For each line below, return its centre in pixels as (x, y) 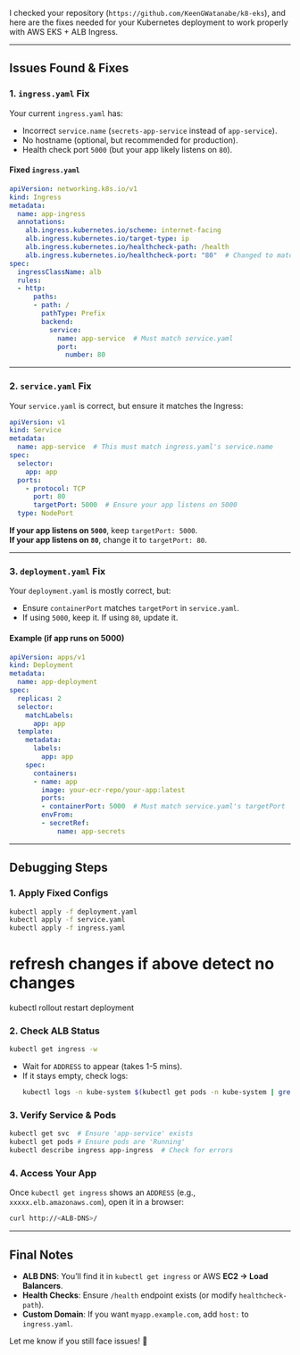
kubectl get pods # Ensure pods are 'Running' (97, 1142)
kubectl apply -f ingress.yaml (67, 928)
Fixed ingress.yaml (45, 170)
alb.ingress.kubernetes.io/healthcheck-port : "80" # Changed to (150, 255)
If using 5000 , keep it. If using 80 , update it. (100, 618)
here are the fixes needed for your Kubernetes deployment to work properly (149, 22)
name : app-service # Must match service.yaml (145, 339)
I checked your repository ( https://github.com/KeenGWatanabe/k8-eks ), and (147, 13)
